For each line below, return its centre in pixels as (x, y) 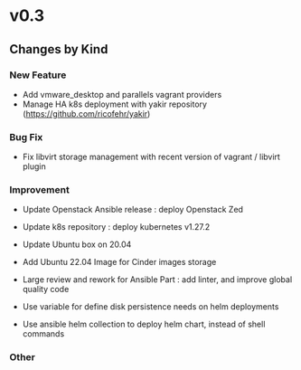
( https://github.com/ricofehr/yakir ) (86, 113)
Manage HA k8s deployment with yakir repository (115, 104)
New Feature (38, 75)
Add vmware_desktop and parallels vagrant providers (122, 94)
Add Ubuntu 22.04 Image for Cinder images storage (119, 262)
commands (43, 334)
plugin (34, 166)
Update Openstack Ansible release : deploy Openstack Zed (133, 210)
